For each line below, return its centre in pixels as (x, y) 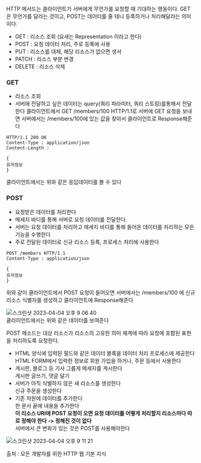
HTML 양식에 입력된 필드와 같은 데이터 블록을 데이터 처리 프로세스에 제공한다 (105, 353)
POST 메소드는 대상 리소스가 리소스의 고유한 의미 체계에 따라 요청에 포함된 (93, 333)
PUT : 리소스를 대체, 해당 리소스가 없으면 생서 (68, 52)
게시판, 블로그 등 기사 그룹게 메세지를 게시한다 (69, 368)
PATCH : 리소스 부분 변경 (44, 59)
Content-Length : (28, 148)
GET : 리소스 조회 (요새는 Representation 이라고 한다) (78, 37)
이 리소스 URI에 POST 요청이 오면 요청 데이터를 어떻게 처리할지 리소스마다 (100, 413)
